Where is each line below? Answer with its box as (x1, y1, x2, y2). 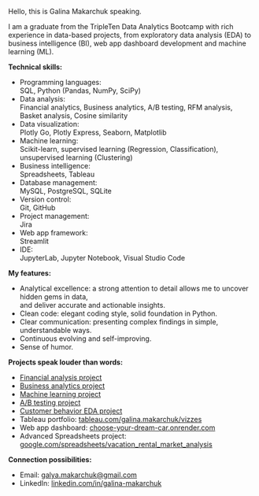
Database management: (19, 178, 98, 187)
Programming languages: (19, 78, 102, 87)
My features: (8, 268, 51, 278)
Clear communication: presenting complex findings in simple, (19, 317, 219, 326)
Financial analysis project (19, 373, 102, 382)
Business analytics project (19, 381, 105, 391)
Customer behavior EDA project (19, 406, 123, 416)
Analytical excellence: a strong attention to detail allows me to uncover (19, 283, 250, 293)
